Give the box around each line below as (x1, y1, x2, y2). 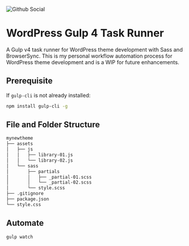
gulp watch (6, 234, 33, 240)
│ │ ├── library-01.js (6, 152, 73, 158)
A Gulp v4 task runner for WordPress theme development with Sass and (6, 46, 183, 53)
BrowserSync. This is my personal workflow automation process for (6, 52, 173, 59)
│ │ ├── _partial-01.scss (6, 174, 92, 180)
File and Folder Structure (6, 119, 100, 130)
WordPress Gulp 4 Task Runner (6, 27, 164, 40)
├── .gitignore (6, 191, 44, 197)
